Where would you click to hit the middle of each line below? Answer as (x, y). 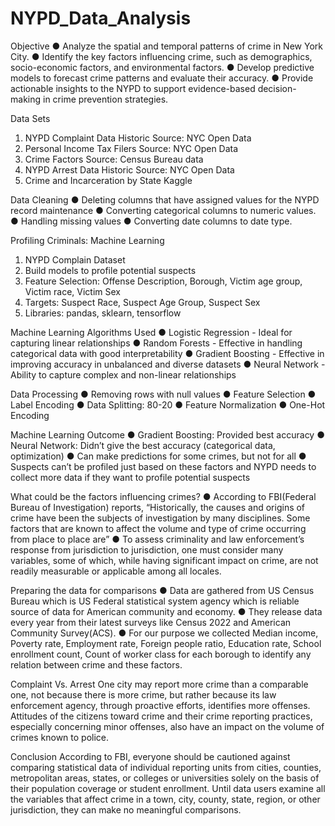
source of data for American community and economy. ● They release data (166, 611)
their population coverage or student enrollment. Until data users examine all (168, 788)
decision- (277, 88)
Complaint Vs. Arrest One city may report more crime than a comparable (159, 684)
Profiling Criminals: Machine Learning (87, 240)
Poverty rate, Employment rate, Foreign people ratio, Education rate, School (166, 643)
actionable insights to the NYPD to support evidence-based (133, 88)
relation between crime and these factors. (96, 664)
